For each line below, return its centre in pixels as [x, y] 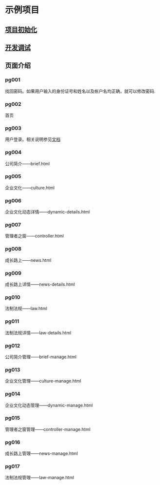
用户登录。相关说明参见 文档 [33, 139]
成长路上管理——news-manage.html [42, 453]
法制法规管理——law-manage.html [40, 478]
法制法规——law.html [26, 309]
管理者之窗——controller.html [35, 236]
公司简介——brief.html [27, 163]
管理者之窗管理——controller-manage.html [48, 429]
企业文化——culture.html [30, 188]
